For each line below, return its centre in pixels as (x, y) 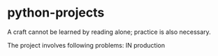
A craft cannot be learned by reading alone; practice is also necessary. (109, 32)
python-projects (56, 13)
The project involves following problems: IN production (86, 45)
